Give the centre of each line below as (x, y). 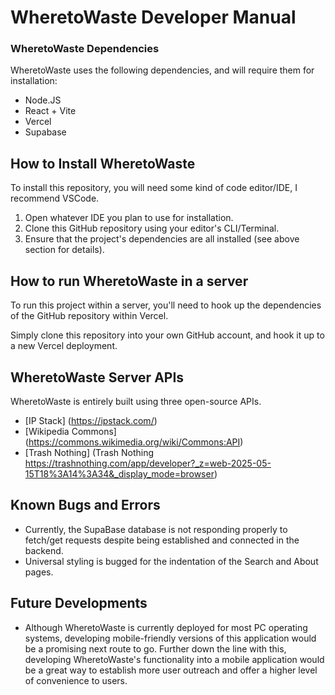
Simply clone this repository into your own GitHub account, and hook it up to (167, 335)
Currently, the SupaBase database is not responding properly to (156, 529)
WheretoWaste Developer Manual (153, 17)
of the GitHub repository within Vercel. (89, 316)
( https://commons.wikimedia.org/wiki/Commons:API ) (134, 442)
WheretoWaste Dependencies (85, 49)
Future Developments (79, 603)
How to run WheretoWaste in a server (129, 281)
